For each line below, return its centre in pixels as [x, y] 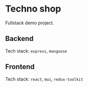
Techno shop [33, 9]
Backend [19, 39]
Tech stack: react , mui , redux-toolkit [44, 79]
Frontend [20, 67]
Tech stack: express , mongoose [36, 51]
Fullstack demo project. [30, 23]
